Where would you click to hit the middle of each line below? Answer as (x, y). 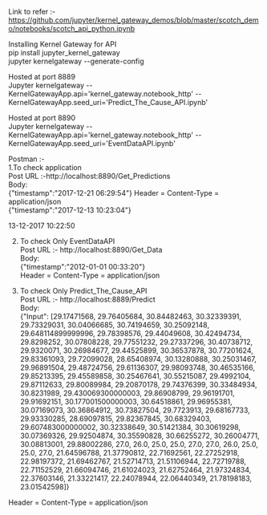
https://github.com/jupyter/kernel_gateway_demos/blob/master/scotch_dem (133, 20)
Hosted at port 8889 (42, 77)
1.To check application (45, 167)
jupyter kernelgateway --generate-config (76, 61)
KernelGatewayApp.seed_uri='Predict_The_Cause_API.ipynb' (108, 102)
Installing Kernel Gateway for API (63, 44)
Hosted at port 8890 (42, 118)
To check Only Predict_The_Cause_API (83, 291)
